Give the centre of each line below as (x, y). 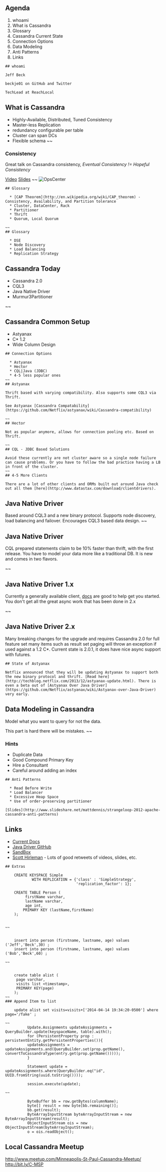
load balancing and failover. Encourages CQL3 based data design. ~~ (76, 521)
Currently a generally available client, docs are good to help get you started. (83, 596)
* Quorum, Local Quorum (34, 219)
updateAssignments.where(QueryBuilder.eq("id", (55, 1071)
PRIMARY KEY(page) (35, 988)
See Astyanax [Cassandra (31, 406)
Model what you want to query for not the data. (53, 721)
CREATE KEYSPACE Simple (39, 875)
